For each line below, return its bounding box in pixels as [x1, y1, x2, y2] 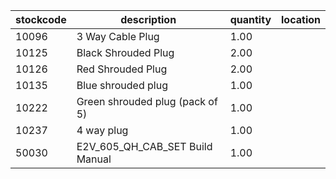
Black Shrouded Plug [76, 46, 175, 59]
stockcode [15, 13, 67, 26]
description [120, 13, 177, 26]
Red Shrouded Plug [76, 62, 168, 76]
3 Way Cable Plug [76, 30, 160, 43]
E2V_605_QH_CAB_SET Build [76, 140, 213, 153]
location [281, 13, 321, 26]
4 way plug [76, 124, 129, 137]
